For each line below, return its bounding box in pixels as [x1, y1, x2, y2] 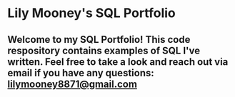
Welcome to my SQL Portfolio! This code [7, 34, 191, 46]
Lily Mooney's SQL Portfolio [7, 5, 176, 21]
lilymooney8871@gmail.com [7, 78, 138, 90]
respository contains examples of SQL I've [7, 44, 201, 56]
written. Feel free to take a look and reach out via [7, 56, 229, 68]
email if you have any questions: [7, 66, 155, 79]
